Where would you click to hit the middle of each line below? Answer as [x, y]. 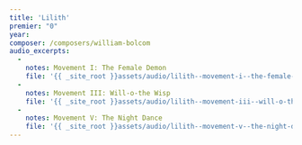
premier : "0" [34, 26]
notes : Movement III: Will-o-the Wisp [98, 93]
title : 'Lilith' [40, 18]
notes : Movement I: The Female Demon [96, 68]
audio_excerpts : [40, 51]
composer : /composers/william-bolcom [80, 43]
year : [19, 34]
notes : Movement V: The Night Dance [94, 118]
